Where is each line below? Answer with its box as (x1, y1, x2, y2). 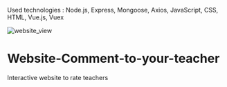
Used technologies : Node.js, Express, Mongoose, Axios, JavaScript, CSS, (7, 6, 219, 14)
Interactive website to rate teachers (7, 73, 109, 81)
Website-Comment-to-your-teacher (7, 51, 220, 66)
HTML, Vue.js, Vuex (7, 13, 64, 21)
